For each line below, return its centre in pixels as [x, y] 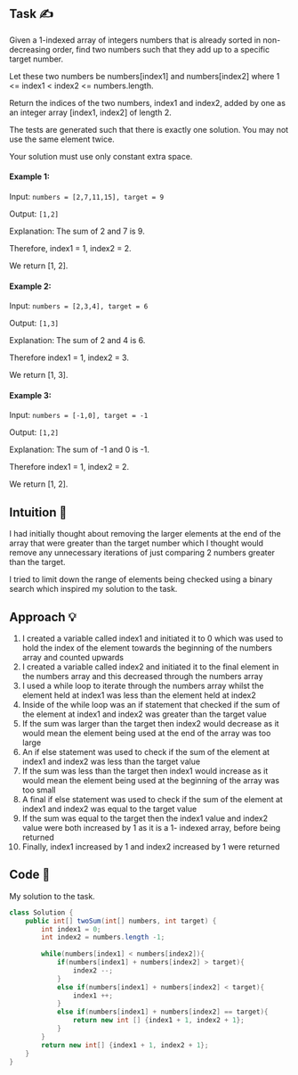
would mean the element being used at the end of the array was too [146, 734]
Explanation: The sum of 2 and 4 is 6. [77, 341]
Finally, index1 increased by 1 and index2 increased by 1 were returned [151, 847]
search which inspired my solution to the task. [93, 589]
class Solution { [41, 912]
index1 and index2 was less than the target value [111, 762]
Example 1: [30, 176]
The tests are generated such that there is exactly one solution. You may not [149, 129]
